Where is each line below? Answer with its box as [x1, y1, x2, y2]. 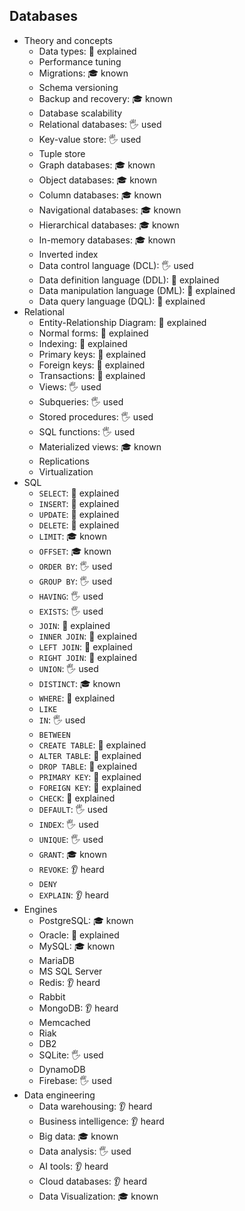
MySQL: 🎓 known [38, 940, 116, 952]
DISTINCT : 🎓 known [38, 677, 121, 689]
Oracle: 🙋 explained [38, 929, 120, 941]
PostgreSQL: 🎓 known [38, 914, 134, 926]
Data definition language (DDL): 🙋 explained [38, 274, 220, 286]
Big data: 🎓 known [38, 1130, 119, 1142]
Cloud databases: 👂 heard [38, 1175, 148, 1187]
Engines [23, 903, 58, 915]
